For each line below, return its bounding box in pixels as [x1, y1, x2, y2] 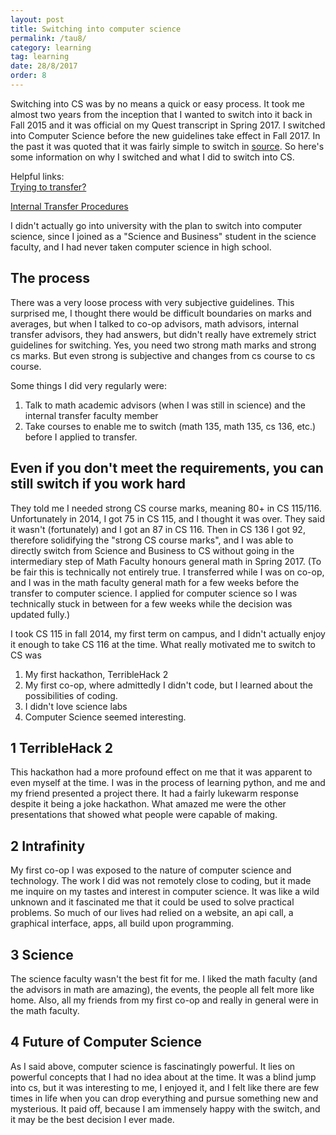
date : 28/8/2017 [10, 61, 78, 71]
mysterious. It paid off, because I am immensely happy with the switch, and [10, 1102, 321, 1115]
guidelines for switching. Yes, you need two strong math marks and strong [10, 339, 317, 351]
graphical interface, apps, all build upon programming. [10, 917, 235, 930]
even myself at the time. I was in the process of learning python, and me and [10, 777, 326, 789]
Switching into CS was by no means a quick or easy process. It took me [10, 97, 305, 110]
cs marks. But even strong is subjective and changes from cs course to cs [10, 349, 316, 361]
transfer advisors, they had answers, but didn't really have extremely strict [10, 328, 317, 340]
